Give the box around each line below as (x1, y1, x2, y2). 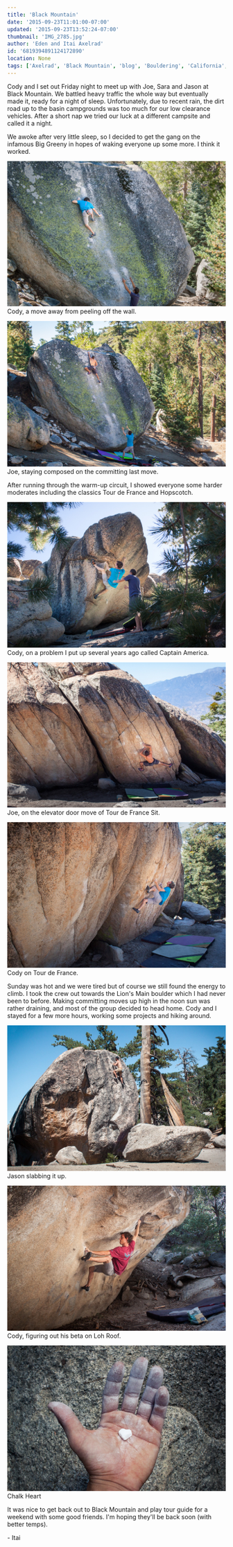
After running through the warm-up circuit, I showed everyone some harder (7, 481, 223, 489)
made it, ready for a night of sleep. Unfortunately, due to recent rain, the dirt (7, 97, 225, 105)
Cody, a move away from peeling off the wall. (7, 307, 137, 315)
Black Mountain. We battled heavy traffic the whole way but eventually (7, 89, 209, 98)
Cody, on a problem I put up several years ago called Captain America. (7, 648, 209, 656)
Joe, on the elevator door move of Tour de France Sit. (7, 808, 161, 817)
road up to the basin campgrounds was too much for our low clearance (7, 104, 211, 112)
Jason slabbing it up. (7, 1171, 67, 1180)
